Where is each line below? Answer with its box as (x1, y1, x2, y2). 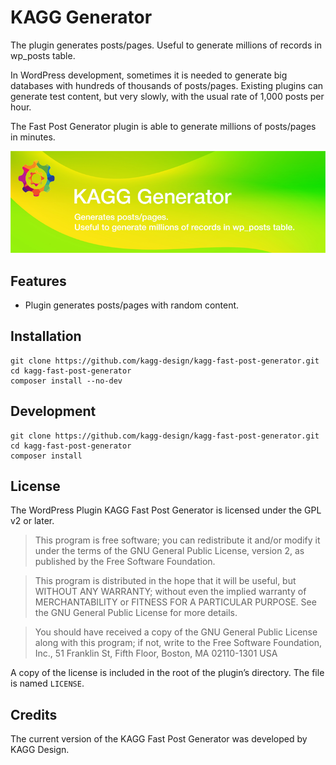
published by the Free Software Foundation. (34, 556, 216, 568)
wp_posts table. (10, 49, 76, 61)
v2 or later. (10, 515, 55, 527)
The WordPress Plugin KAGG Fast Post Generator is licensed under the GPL (10, 504, 322, 516)
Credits (10, 706, 58, 723)
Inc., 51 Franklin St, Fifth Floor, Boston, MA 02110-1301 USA (34, 647, 278, 660)
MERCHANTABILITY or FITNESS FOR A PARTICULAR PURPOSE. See (34, 596, 317, 608)
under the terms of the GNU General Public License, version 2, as (34, 545, 305, 557)
